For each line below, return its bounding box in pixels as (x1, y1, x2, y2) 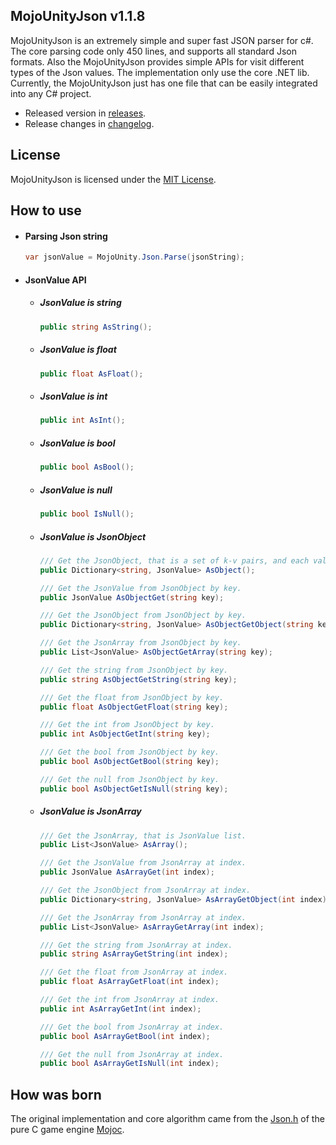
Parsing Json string (24, 230, 108, 242)
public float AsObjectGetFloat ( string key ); (39, 702, 229, 712)
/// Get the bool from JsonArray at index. (39, 1022, 225, 1032)
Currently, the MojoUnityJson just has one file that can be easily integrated (10, 77, 318, 89)
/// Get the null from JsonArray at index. (39, 1049, 225, 1059)
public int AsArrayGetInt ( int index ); (39, 1004, 202, 1014)
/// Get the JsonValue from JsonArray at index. (39, 858, 247, 868)
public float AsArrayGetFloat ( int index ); (39, 977, 220, 987)
